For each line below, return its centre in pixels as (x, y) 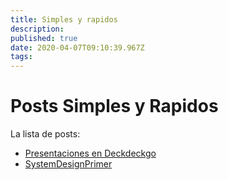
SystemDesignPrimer (68, 164)
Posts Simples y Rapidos (114, 106)
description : (37, 29)
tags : (21, 57)
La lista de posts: (45, 134)
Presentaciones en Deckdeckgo (90, 153)
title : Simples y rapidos (64, 19)
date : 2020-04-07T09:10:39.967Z (77, 47)
